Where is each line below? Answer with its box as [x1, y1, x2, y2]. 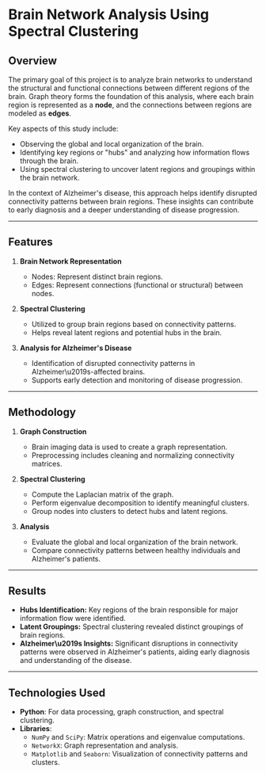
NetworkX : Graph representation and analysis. [31, 741, 179, 750]
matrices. [31, 459, 63, 468]
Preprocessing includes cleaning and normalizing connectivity [31, 450, 235, 460]
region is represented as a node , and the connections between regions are [8, 101, 252, 109]
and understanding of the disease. [19, 656, 132, 665]
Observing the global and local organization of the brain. [19, 139, 204, 148]
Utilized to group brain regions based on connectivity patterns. [31, 319, 237, 329]
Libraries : [19, 724, 52, 733]
